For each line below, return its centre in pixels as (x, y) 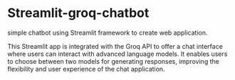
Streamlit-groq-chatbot (78, 13)
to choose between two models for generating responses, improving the (113, 61)
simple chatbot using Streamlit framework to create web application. (108, 33)
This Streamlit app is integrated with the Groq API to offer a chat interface (115, 46)
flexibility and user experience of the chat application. (86, 69)
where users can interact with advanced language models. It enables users (117, 54)
